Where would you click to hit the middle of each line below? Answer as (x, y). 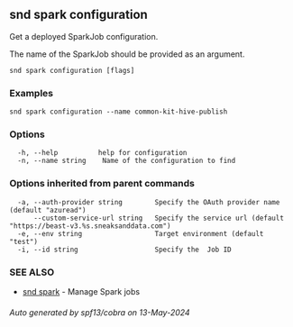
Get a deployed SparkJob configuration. (84, 36)
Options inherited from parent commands (102, 184)
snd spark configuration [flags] (72, 70)
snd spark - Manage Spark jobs (81, 291)
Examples (32, 93)
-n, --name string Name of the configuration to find (127, 161)
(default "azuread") (48, 210)
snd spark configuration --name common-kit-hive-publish (119, 112)
